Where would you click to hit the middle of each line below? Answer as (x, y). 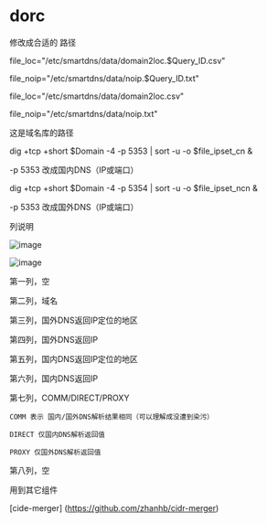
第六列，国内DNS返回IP (54, 378)
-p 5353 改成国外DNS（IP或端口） (74, 207)
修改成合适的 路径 (43, 42)
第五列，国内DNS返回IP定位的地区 (74, 358)
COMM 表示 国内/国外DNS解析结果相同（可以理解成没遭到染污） (112, 417)
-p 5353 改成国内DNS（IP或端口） (74, 169)
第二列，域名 (33, 300)
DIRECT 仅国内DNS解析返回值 (57, 434)
